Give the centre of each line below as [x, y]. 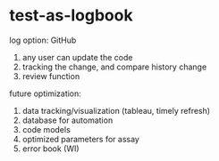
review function [51, 76]
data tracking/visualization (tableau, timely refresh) [116, 110]
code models [46, 129]
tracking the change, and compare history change [114, 67]
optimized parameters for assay [81, 139]
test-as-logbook [71, 16]
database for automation [67, 120]
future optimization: [46, 93]
